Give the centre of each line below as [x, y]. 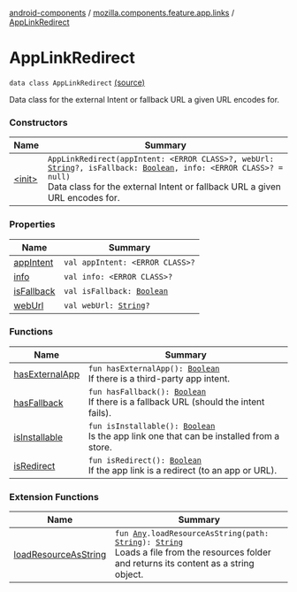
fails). [100, 412]
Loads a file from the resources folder [193, 552]
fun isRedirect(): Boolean [145, 460]
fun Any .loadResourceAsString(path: [192, 534]
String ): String [149, 542]
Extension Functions [54, 496]
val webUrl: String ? [107, 305]
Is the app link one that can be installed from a [184, 435]
